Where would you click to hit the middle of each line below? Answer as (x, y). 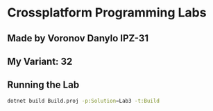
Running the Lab (43, 85)
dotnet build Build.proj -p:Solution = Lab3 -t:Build (83, 101)
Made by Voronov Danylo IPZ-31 (78, 38)
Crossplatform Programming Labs (107, 13)
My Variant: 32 (40, 61)
